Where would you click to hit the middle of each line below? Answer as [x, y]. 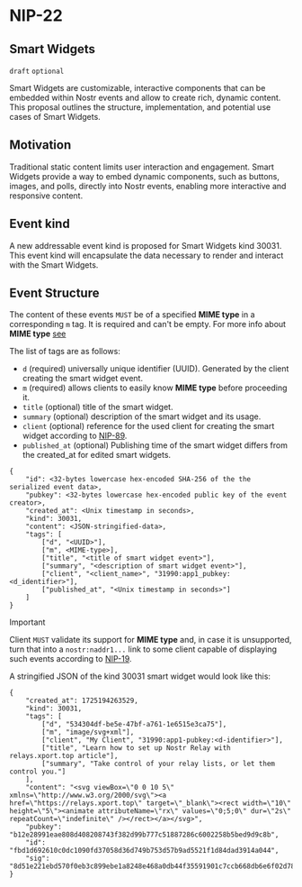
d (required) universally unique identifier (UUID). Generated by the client [155, 369]
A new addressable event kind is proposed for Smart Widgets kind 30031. [146, 245]
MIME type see [38, 334]
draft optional [37, 71]
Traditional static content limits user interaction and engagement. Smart [142, 167]
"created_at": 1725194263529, [82, 701]
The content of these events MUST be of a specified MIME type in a [132, 315]
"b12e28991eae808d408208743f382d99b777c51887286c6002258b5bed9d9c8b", [144, 835]
